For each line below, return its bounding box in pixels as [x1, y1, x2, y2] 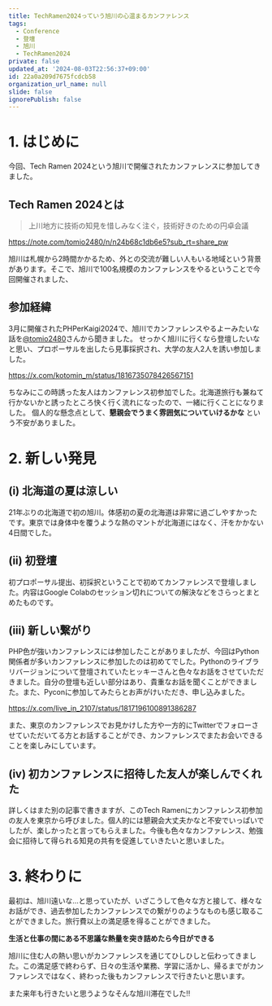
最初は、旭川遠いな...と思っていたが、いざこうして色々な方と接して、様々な [8, 896, 262, 906]
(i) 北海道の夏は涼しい [8, 484, 119, 498]
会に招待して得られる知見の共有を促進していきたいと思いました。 [8, 836, 229, 846]
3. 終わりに [8, 868, 83, 886]
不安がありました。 [15, 417, 80, 428]
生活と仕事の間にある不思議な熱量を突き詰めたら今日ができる [8, 934, 215, 943]
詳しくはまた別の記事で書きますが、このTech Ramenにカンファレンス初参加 [8, 806, 263, 815]
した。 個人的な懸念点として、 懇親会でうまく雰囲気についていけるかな [8, 407, 245, 417]
